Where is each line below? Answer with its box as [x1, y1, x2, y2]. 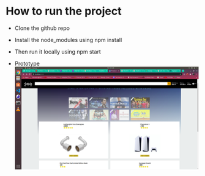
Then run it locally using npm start [14, 48, 102, 55]
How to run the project [6, 4, 122, 18]
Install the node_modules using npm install [14, 36, 122, 43]
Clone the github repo [14, 24, 70, 32]
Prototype [14, 60, 40, 67]
